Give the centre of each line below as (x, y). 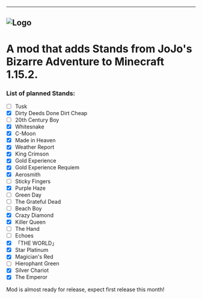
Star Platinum (32, 250)
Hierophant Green (37, 263)
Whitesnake (29, 127)
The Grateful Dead (38, 201)
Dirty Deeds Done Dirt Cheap (51, 113)
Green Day (28, 195)
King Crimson (32, 154)
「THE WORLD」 (36, 243)
